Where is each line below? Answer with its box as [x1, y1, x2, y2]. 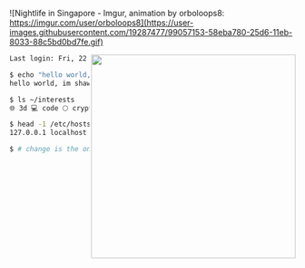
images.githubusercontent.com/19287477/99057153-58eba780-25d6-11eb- [9, 27, 293, 37]
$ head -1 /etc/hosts [9, 120, 92, 129]
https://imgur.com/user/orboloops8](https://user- [9, 17, 194, 28]
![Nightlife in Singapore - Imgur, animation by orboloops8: [9, 8, 225, 18]
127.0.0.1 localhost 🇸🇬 [9, 129, 103, 138]
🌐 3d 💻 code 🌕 [9, 103, 69, 112]
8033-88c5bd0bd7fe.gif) [9, 36, 104, 47]
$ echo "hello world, [9, 70, 92, 80]
